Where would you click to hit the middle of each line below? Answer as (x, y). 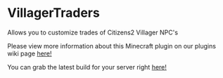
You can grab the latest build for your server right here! (87, 67)
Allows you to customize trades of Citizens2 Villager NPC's (93, 32)
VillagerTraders (53, 13)
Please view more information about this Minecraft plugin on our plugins (112, 46)
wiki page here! (30, 53)
